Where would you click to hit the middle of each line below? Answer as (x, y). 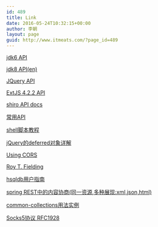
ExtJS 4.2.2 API (26, 93)
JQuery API (21, 81)
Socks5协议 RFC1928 (33, 218)
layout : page (23, 35)
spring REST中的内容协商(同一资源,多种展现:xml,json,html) (79, 192)
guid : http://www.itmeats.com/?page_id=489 (62, 40)
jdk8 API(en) (22, 69)
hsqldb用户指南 (26, 179)
